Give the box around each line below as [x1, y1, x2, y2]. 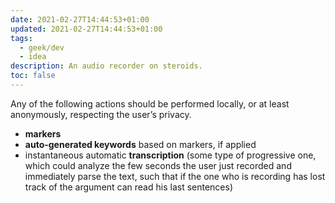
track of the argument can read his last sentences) [24, 181, 234, 193]
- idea [19, 52, 47, 62]
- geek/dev [19, 42, 65, 53]
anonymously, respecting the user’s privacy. [10, 108, 192, 120]
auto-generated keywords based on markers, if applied [24, 138, 257, 150]
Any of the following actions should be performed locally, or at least [10, 97, 290, 110]
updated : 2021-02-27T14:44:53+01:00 [10, 24, 163, 34]
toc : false [10, 71, 56, 81]
